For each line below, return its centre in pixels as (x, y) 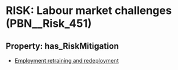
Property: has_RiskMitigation (62, 46)
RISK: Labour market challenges (89, 11)
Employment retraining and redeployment (67, 61)
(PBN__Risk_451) (49, 23)
